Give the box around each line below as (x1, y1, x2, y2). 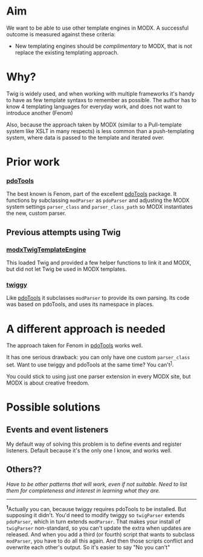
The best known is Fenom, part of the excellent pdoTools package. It (6, 191, 177, 198)
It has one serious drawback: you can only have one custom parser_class (6, 354, 190, 361)
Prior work (6, 155, 60, 169)
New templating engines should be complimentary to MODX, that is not (14, 42, 192, 50)
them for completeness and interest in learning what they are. (6, 487, 161, 494)
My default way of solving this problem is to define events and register (6, 440, 182, 448)
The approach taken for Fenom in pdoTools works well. (6, 342, 143, 349)
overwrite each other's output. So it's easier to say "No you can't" (6, 544, 170, 551)
